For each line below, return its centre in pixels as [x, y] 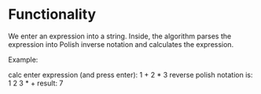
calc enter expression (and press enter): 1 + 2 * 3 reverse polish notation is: [130, 74]
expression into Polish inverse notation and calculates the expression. [121, 44]
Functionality [52, 14]
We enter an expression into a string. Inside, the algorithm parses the [120, 36]
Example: [23, 60]
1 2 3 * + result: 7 [36, 83]
